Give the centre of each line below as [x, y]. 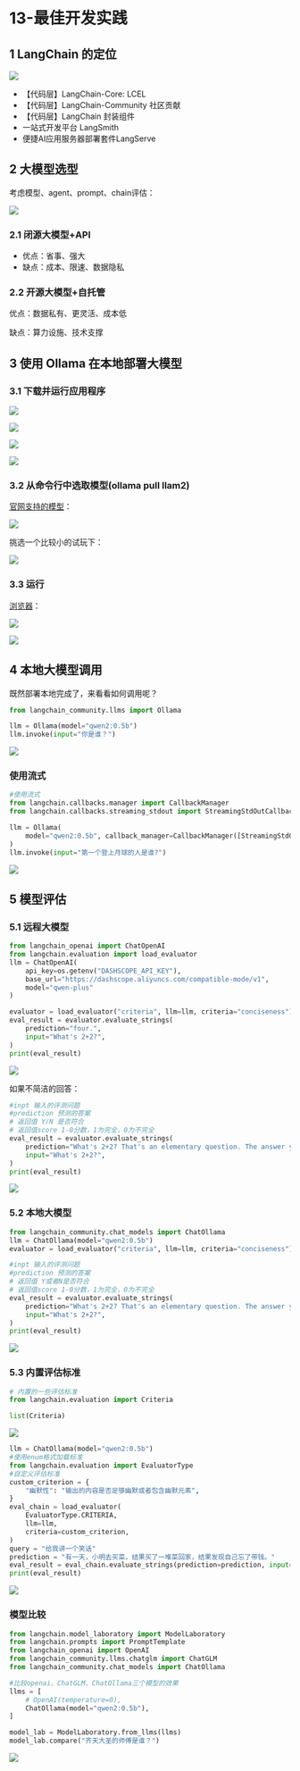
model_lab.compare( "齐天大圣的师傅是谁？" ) [85, 1741]
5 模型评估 [38, 899]
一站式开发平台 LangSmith [70, 127]
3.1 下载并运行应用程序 [58, 391]
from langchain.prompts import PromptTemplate [97, 1642]
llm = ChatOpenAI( [43, 962]
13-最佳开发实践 [68, 18]
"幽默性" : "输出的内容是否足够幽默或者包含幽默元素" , [112, 1491]
